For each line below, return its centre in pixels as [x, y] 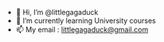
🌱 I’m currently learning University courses [86, 21]
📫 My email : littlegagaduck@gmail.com [82, 29]
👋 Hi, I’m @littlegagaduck [57, 12]
